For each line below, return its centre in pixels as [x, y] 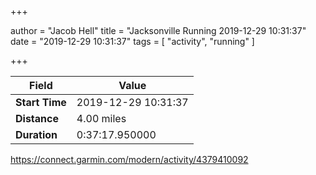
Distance [37, 118]
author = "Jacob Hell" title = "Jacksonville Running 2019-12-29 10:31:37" [158, 30]
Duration [36, 134]
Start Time [41, 102]
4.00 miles [101, 118]
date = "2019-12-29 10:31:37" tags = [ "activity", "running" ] [132, 41]
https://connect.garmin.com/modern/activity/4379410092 [129, 159]
